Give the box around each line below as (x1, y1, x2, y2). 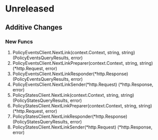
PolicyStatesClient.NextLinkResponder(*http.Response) (12, 113, 127, 119)
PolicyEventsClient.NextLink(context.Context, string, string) (12, 49, 135, 55)
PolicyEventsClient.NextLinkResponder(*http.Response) (12, 71, 128, 77)
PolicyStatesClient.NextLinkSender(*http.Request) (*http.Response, (12, 124, 153, 130)
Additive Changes (5, 23, 63, 32)
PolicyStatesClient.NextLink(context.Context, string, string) (12, 92, 134, 98)
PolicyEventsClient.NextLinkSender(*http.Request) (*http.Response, (12, 81, 153, 87)
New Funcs (5, 38, 33, 45)
